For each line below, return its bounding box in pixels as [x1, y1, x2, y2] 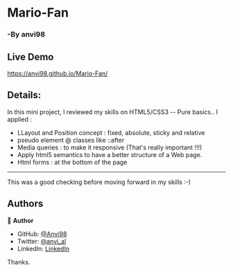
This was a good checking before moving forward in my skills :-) [7, 178, 191, 186]
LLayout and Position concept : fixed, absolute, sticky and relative [17, 128, 205, 136]
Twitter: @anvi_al [17, 237, 67, 245]
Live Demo [7, 51, 54, 63]
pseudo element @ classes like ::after [17, 136, 125, 144]
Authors [7, 198, 44, 210]
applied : [7, 115, 33, 123]
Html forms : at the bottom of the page [17, 158, 128, 166]
